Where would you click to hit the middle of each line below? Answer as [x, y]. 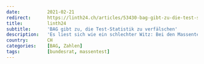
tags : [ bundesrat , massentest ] [58, 52]
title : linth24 [36, 23]
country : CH [29, 40]
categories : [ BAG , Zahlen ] [45, 46]
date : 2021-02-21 [40, 12]
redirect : [19, 18]
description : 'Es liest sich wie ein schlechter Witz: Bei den [90, 35]
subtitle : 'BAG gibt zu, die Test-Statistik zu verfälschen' [92, 29]
